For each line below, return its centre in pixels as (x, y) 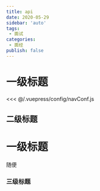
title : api (20, 12)
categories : (21, 39)
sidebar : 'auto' (26, 23)
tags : (13, 28)
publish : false (25, 51)
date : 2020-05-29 (28, 17)
